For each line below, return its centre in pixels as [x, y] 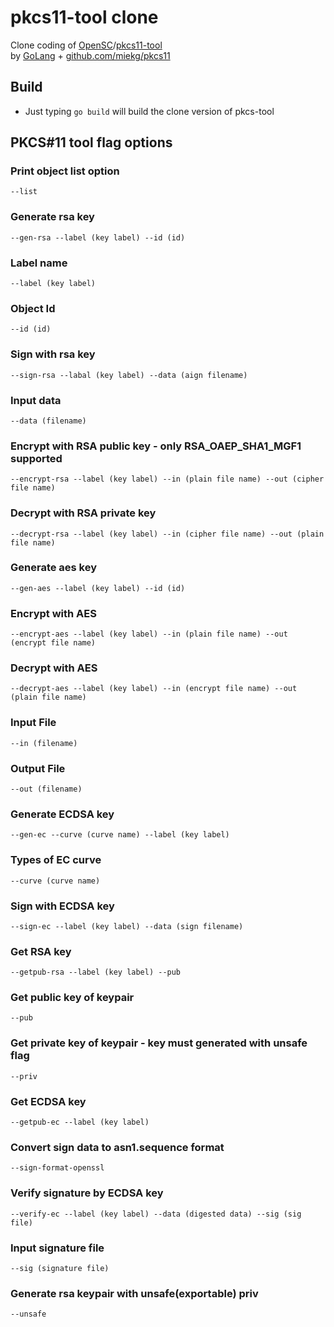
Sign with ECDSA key [62, 906]
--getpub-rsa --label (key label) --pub [96, 972]
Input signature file [57, 1248]
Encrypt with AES [53, 613]
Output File [38, 768]
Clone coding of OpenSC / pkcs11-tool [86, 45]
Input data [36, 400]
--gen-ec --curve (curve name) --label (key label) [120, 835]
